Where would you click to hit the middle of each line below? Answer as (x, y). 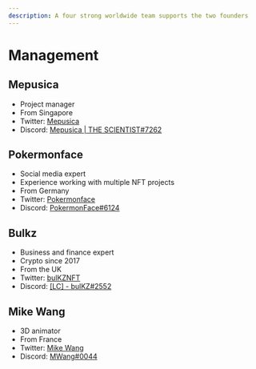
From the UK (41, 270)
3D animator (40, 331)
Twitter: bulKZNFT (50, 278)
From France (41, 339)
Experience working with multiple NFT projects (97, 182)
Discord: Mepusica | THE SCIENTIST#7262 (91, 130)
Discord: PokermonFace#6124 (70, 208)
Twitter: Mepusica (50, 121)
